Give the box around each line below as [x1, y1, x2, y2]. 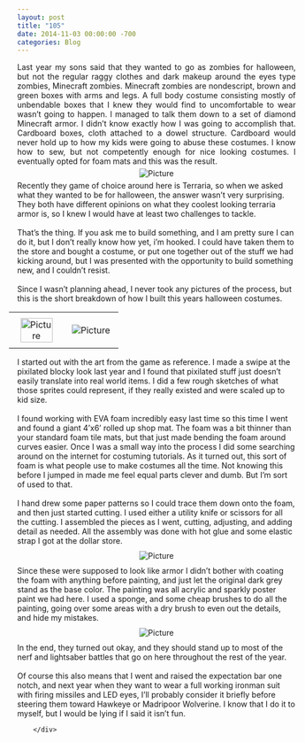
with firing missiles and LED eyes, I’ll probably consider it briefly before [17, 690, 276, 700]
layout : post [17, 12, 65, 22]
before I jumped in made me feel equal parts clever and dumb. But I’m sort [17, 470, 288, 481]
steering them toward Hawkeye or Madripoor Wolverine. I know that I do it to [17, 699, 295, 709]
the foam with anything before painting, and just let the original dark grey [17, 575, 283, 585]
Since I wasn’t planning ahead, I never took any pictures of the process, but [17, 284, 293, 295]
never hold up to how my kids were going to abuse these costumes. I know [17, 137, 296, 148]
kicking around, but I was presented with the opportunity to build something [17, 256, 294, 267]
